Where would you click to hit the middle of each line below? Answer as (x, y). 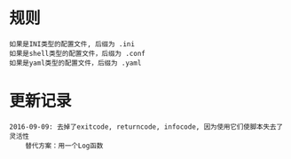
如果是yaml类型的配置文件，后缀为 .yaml (75, 63)
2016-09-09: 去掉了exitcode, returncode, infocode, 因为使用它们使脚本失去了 (146, 127)
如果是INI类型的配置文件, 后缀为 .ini (72, 44)
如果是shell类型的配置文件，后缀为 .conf (78, 53)
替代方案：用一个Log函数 (64, 146)
